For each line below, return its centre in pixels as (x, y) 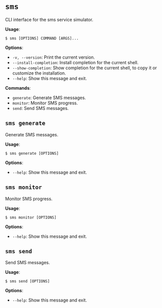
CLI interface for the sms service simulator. (49, 19)
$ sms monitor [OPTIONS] (31, 217)
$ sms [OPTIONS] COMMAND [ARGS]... (42, 38)
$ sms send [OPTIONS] (28, 281)
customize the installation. (39, 73)
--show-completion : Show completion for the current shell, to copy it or (85, 68)
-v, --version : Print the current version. (54, 57)
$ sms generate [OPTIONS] (32, 153)
